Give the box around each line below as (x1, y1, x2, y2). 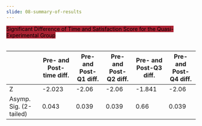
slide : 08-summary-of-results (6, 8, 82, 15)
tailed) (9, 109, 28, 118)
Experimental (6, 31, 39, 39)
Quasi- (157, 25, 174, 32)
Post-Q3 (136, 64, 162, 72)
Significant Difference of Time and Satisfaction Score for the (6, 25, 156, 32)
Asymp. (9, 94, 31, 103)
